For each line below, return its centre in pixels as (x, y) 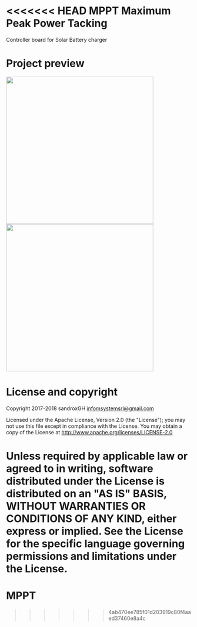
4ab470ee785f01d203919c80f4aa (150, 612)
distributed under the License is (85, 481)
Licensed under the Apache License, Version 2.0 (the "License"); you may (96, 420)
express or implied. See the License (95, 531)
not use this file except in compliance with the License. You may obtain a (94, 426)
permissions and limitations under (91, 556)
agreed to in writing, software (80, 468)
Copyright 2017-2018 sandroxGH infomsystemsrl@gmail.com (80, 408)
